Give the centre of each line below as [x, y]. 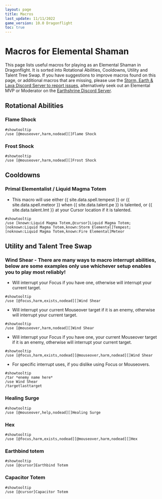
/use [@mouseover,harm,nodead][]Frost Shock [51, 160]
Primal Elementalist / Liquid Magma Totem [56, 189]
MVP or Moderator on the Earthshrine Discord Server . [59, 91]
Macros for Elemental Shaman [67, 52]
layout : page [18, 9]
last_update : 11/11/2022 [30, 18]
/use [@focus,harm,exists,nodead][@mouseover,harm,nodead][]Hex [71, 439]
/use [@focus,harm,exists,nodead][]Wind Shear [53, 301]
